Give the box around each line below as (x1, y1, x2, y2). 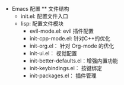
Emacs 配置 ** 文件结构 (11, 5, 69, 12)
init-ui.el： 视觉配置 (29, 50, 77, 56)
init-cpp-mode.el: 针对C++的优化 (29, 35, 111, 42)
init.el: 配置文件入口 (20, 12, 68, 20)
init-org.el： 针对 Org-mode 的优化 (29, 42, 115, 49)
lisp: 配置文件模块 (20, 20, 64, 27)
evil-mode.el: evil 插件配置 (29, 27, 94, 34)
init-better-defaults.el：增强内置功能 (29, 57, 119, 64)
